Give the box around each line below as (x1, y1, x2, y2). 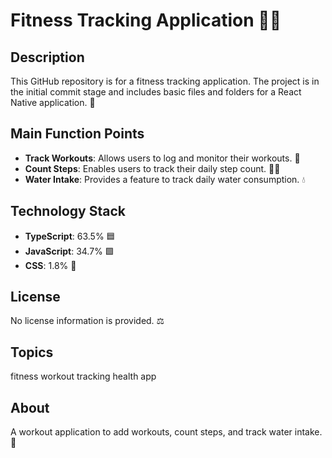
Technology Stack (10, 203, 126, 220)
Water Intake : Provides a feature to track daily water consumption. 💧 (24, 173, 306, 185)
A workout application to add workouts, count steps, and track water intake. (10, 426, 323, 438)
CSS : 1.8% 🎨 (24, 259, 77, 271)
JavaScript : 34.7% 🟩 (24, 245, 115, 257)
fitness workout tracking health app (10, 370, 157, 383)
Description (10, 49, 85, 66)
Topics (10, 344, 54, 361)
